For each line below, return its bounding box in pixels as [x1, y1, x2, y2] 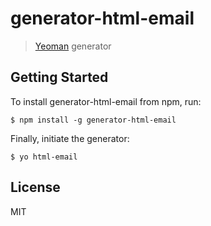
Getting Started [10, 69, 109, 86]
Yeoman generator [34, 40, 112, 52]
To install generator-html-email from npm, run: [10, 95, 202, 107]
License [10, 179, 61, 196]
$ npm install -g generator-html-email [10, 115, 177, 125]
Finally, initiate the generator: [10, 132, 130, 144]
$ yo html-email [10, 152, 78, 162]
